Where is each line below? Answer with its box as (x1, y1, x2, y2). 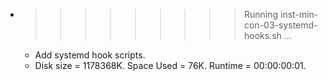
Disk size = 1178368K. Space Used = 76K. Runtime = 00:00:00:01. (34, 60, 307, 71)
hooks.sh (243, 30, 282, 41)
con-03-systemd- (243, 19, 318, 31)
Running (243, 9, 279, 20)
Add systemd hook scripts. (34, 49, 146, 61)
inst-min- (279, 9, 319, 20)
